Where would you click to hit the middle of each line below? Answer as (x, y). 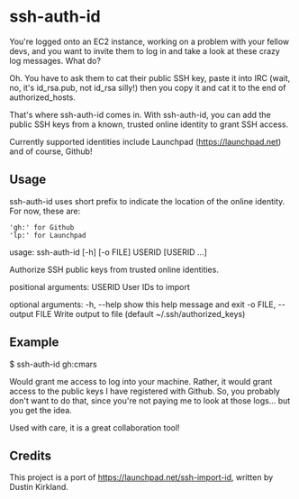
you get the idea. (41, 410)
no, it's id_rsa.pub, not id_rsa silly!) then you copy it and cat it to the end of (148, 87)
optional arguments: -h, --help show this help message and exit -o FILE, (143, 304)
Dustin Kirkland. (39, 487)
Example (34, 343)
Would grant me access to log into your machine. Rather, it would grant (141, 381)
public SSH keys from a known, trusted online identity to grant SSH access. (149, 124)
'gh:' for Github (42, 227)
